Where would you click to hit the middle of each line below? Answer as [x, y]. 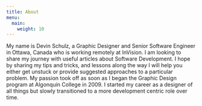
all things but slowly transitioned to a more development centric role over [97, 91]
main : [19, 23]
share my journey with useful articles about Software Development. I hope [98, 59]
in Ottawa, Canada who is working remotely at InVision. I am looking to [94, 53]
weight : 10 [31, 29]
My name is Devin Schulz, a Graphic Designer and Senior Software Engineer [101, 46]
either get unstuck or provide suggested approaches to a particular [90, 72]
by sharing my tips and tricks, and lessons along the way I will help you [94, 65]
